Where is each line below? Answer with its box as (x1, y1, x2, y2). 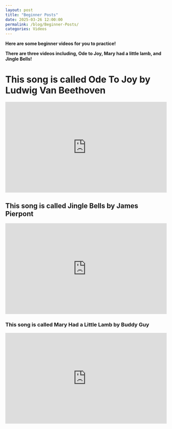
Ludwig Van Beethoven (5, 85, 106, 96)
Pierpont (5, 209, 34, 218)
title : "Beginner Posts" (5, 12, 58, 17)
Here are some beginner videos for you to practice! (5, 40, 116, 47)
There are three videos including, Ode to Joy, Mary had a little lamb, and (5, 51, 162, 57)
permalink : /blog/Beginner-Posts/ (5, 21, 79, 27)
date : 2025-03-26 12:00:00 (5, 17, 63, 22)
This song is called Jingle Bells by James (5, 201, 139, 210)
